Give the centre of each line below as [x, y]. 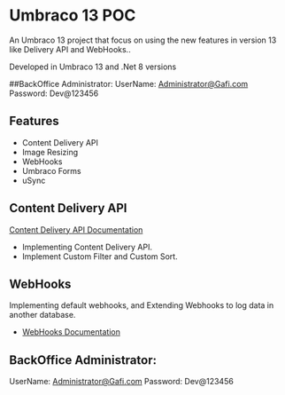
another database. [42, 315]
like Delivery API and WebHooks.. [70, 49]
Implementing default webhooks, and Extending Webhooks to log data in [142, 305]
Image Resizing [50, 152]
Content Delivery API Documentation [76, 229]
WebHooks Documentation [71, 332]
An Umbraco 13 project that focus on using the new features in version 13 [143, 40]
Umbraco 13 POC [73, 16]
